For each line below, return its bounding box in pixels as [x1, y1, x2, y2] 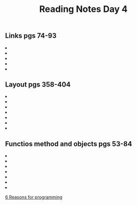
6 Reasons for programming [5, 194, 63, 200]
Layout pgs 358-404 [5, 81, 71, 89]
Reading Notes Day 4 [39, 3, 128, 15]
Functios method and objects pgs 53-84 [5, 139, 133, 148]
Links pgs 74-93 [5, 31, 57, 40]
